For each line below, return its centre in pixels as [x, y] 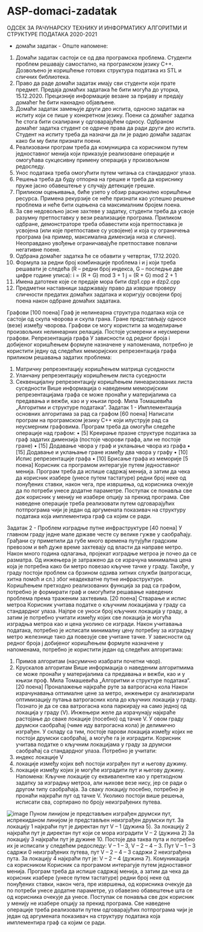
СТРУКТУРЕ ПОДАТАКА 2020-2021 [52, 34]
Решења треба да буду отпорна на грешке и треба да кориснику [99, 179]
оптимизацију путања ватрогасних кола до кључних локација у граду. [106, 699]
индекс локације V [39, 757]
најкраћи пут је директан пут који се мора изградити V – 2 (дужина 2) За [101, 833]
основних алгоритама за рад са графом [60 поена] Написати [95, 413]
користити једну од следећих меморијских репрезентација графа [92, 351]
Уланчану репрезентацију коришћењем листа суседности [91, 375]
